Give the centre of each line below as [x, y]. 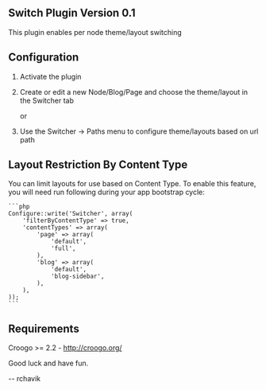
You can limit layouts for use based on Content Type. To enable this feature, [132, 184]
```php [19, 207]
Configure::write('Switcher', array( [71, 214]
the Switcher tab [46, 100]
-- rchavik [25, 379]
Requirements [44, 328]
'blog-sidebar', [77, 277]
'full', [64, 249]
